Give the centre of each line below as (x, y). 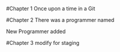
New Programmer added (36, 31)
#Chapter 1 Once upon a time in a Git (51, 9)
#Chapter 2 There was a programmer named (60, 20)
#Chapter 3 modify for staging (43, 43)
